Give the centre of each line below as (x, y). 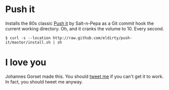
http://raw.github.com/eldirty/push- (93, 38)
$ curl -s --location (28, 38)
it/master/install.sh (28, 42)
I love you (26, 62)
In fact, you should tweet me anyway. (44, 81)
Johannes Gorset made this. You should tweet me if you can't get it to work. (85, 76)
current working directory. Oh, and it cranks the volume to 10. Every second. (85, 28)
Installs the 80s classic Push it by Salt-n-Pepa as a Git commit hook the (80, 23)
